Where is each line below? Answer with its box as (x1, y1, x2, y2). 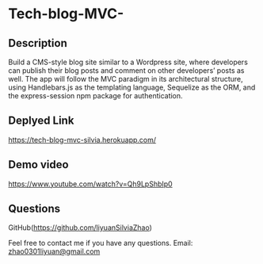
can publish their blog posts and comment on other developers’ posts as (8, 66, 245, 75)
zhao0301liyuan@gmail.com (8, 247, 101, 256)
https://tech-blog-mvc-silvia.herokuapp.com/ (8, 135, 157, 144)
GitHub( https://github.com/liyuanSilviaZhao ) (8, 223, 153, 232)
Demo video (8, 158, 69, 171)
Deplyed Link (8, 114, 74, 128)
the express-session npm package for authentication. (8, 91, 184, 100)
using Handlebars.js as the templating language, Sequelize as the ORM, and (8, 82, 256, 92)
